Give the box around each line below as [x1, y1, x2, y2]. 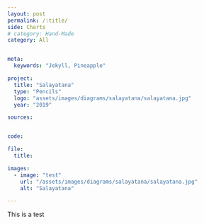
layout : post [7, 10, 46, 18]
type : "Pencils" [13, 88, 62, 95]
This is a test [7, 210, 45, 219]
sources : [7, 114, 33, 121]
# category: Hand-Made [7, 30, 74, 37]
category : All [7, 37, 50, 44]
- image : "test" [13, 171, 62, 179]
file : [7, 146, 23, 153]
